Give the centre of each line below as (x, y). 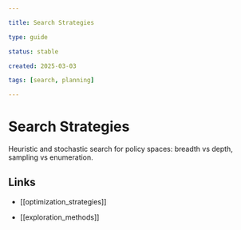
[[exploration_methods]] (59, 217)
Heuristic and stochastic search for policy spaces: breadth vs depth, (120, 149)
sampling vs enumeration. (51, 157)
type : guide (28, 37)
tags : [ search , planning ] (51, 81)
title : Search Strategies (51, 22)
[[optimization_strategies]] (63, 201)
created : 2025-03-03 (43, 66)
